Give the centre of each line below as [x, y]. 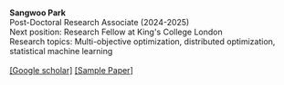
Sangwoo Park [38, 13]
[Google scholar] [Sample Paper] [72, 70]
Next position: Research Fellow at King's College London [116, 32]
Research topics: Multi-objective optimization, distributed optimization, [142, 42]
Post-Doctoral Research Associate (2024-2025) [100, 22]
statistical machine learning [61, 51]
